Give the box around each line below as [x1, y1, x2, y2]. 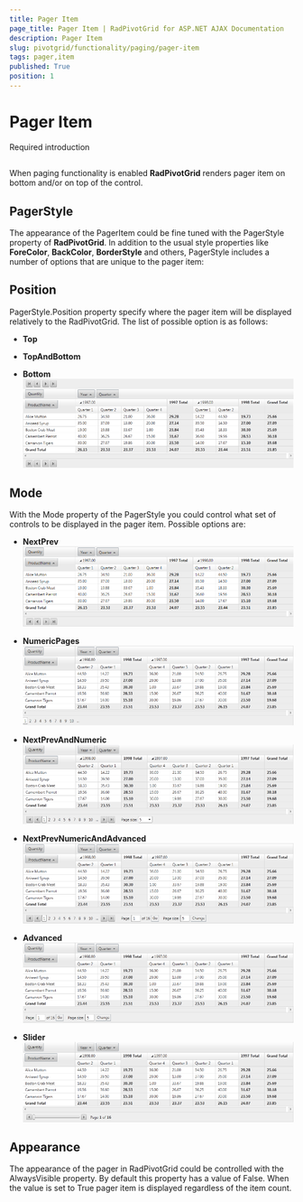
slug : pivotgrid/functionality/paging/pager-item [9, 43, 200, 52]
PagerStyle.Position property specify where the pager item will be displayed [9, 306, 292, 317]
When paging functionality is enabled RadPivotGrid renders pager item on [9, 168, 286, 179]
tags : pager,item [9, 52, 75, 62]
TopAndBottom [22, 350, 81, 361]
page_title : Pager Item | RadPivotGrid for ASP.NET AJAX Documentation [9, 23, 284, 33]
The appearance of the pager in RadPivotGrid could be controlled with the [9, 1163, 284, 1174]
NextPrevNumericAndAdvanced [22, 833, 147, 843]
